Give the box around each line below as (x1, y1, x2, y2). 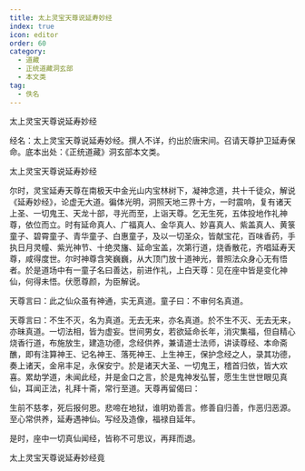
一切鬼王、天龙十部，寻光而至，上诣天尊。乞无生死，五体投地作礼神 (33, 207, 288, 218)
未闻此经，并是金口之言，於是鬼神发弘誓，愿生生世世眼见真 (64, 371, 288, 382)
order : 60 (9, 38, 47, 48)
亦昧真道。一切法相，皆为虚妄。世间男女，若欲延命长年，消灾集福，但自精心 (9, 326, 296, 336)
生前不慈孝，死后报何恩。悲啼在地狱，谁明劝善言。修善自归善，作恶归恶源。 (9, 402, 296, 413)
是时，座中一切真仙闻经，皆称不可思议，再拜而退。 (9, 433, 201, 444)
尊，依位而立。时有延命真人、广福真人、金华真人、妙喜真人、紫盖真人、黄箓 (9, 219, 296, 230)
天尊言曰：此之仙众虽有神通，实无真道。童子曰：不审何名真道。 (9, 295, 248, 306)
